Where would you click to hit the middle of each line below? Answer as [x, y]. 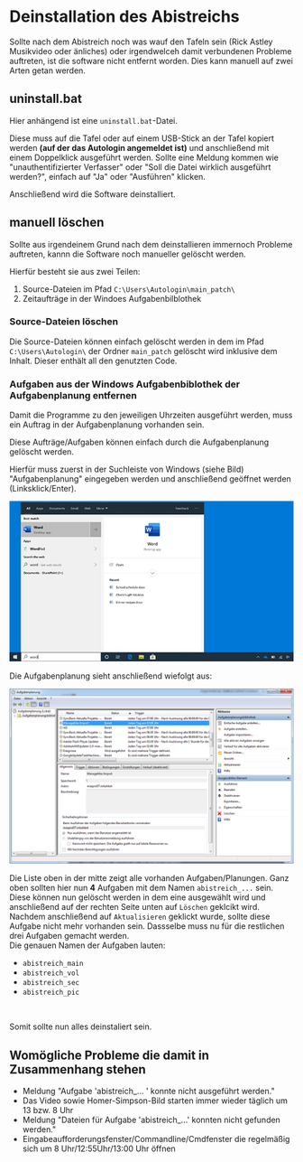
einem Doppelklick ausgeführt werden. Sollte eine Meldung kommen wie [144, 157]
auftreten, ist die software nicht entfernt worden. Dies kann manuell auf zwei [151, 61]
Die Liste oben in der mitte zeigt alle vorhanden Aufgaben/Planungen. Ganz [149, 878]
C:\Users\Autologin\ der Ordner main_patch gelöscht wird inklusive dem [143, 351]
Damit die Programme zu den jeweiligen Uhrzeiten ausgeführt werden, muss [151, 415]
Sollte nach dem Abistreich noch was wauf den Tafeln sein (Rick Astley [141, 42]
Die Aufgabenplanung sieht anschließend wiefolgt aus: [111, 676]
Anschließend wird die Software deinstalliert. [92, 194]
